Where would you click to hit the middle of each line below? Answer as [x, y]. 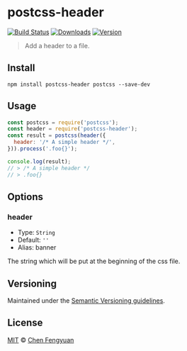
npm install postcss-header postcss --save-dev [79, 84]
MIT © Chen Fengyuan [41, 340]
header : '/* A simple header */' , [64, 143]
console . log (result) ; [39, 161]
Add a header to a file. [57, 45]
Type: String [36, 233]
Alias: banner [37, 247]
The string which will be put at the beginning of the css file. [94, 261]
